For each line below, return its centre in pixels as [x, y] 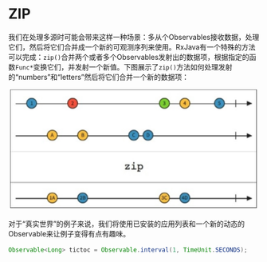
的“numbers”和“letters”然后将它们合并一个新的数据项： [99, 77]
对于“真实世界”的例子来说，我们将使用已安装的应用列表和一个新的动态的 [127, 224]
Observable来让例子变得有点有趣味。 [69, 234]
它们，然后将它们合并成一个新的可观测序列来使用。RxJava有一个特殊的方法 [132, 47]
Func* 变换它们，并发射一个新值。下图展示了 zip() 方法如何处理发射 [124, 67]
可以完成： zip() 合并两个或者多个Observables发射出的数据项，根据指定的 [129, 57]
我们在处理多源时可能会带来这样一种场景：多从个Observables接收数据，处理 [134, 37]
